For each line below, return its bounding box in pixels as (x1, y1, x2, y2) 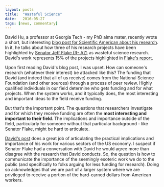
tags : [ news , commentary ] (5, 21, 58, 26)
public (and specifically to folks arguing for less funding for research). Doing (5, 162, 159, 167)
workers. (5, 177, 23, 183)
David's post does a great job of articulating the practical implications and (5, 136, 154, 141)
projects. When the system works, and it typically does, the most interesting (5, 91, 158, 96)
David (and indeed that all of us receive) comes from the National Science (5, 75, 154, 81)
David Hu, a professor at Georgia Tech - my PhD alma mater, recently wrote (5, 34, 158, 40)
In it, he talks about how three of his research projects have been (5, 45, 136, 50)
